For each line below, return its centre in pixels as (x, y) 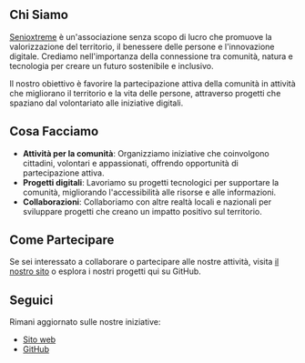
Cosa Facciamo (54, 131)
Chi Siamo (39, 15)
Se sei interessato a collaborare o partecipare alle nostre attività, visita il (144, 262)
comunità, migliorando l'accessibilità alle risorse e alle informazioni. (149, 192)
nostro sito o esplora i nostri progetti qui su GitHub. (106, 271)
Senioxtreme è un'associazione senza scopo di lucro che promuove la (141, 36)
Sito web (39, 339)
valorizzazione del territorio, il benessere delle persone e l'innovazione (142, 46)
